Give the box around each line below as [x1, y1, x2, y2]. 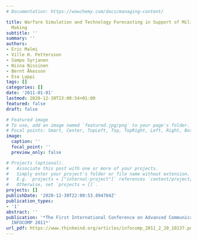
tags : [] [6, 79, 28, 85]
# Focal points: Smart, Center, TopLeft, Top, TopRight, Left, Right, [6, 128, 182, 133]
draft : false [6, 106, 38, 112]
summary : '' [6, 36, 35, 42]
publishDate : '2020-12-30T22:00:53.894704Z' [6, 193, 117, 198]
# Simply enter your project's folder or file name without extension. [6, 171, 191, 177]
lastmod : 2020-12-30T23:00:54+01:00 [6, 95, 96, 101]
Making [11, 25, 28, 30]
